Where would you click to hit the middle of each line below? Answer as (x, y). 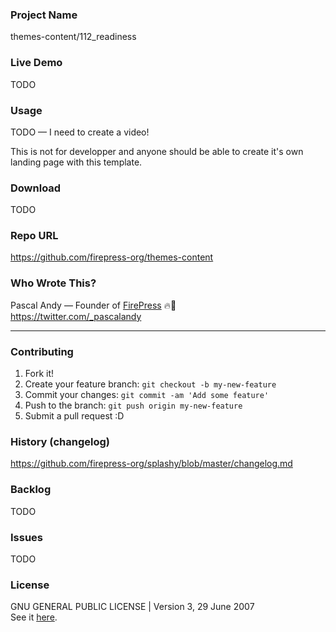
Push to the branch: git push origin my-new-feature (133, 405)
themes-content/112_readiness (73, 37)
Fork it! (39, 374)
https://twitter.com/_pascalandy (76, 316)
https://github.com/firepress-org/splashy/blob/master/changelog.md (151, 464)
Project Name (44, 15)
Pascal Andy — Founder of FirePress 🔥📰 (93, 305)
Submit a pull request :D (74, 416)
